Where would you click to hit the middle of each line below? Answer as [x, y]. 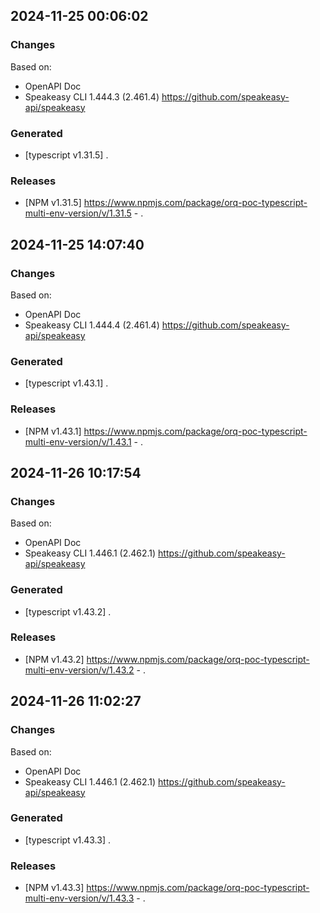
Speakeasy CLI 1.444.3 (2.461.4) [92, 96]
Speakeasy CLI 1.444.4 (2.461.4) [92, 325]
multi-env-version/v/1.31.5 [78, 213]
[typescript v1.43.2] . [68, 611]
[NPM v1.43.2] [54, 659]
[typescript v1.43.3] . [67, 840]
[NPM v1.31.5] [53, 203]
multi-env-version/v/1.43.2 [79, 670]
